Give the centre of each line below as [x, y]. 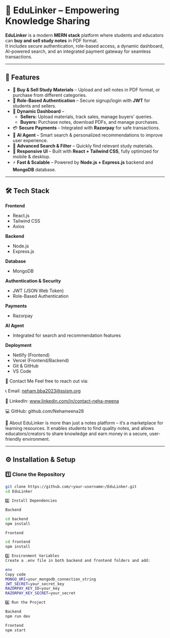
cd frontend [18, 542]
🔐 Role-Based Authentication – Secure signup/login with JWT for [81, 100]
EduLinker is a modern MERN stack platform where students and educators [84, 35]
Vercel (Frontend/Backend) [41, 360]
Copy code [16, 574]
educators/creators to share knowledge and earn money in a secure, [77, 434]
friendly [13, 439]
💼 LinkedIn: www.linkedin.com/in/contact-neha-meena [62, 401]
